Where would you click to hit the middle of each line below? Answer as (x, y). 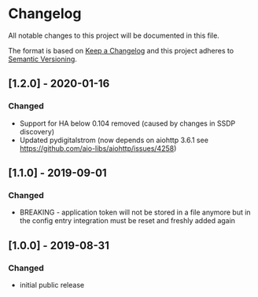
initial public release (52, 285)
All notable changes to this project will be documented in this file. (114, 35)
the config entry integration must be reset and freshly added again (127, 221)
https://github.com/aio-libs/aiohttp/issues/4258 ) (98, 148)
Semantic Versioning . (42, 59)
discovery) (37, 131)
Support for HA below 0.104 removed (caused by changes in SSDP (127, 123)
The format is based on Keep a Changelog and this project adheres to (121, 50)
